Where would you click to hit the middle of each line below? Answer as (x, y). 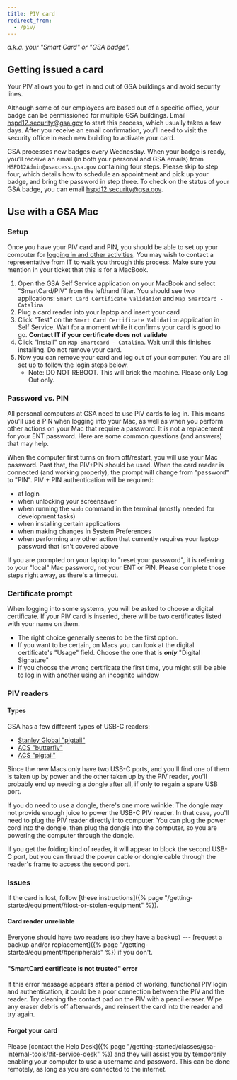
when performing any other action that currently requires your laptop (118, 539)
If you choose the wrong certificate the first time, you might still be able (122, 668)
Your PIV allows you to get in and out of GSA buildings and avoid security (114, 86)
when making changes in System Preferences (85, 531)
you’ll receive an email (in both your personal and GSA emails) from (105, 159)
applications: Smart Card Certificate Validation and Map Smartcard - (120, 298)
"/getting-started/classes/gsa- (172, 1046)
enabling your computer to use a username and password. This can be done (118, 1061)
